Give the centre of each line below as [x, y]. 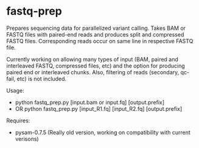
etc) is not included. [42, 79]
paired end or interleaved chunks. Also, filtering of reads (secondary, [93, 72]
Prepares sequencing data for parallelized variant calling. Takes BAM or [96, 28]
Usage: [15, 90]
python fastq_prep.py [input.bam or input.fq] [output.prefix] [90, 102]
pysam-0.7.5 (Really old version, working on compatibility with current [103, 132]
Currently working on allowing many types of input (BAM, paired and [92, 59]
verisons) [27, 139]
